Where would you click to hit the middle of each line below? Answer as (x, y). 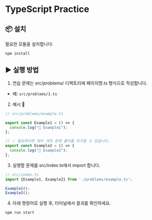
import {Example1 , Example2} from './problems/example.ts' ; (69, 179)
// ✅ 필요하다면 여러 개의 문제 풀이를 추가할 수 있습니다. (58, 141)
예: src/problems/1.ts (35, 93)
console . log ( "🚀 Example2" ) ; (39, 150)
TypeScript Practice (47, 9)
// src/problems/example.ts (34, 113)
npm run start (20, 213)
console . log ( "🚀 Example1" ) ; (39, 127)
